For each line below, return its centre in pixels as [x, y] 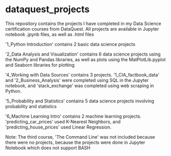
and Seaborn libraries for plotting [40, 65]
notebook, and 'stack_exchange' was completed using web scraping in [80, 86]
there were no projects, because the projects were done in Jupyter [75, 142]
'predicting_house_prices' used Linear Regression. [58, 127]
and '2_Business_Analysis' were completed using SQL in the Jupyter [77, 80]
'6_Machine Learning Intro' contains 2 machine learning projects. [73, 116]
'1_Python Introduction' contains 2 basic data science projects [70, 44]
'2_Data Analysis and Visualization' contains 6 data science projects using [83, 54]
